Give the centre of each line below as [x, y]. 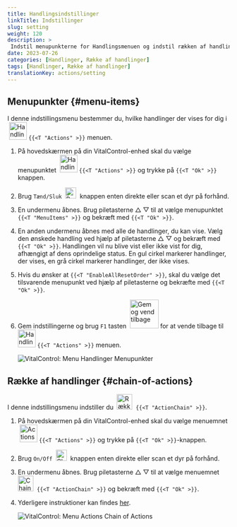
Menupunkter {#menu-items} [74, 101]
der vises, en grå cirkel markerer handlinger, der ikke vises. [104, 261]
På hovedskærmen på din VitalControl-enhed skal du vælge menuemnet [122, 421]
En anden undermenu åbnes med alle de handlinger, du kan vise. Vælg [120, 231]
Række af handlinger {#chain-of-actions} [100, 381]
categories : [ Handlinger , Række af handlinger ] [79, 60]
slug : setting [28, 27]
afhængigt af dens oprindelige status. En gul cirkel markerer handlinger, [122, 254]
